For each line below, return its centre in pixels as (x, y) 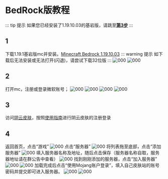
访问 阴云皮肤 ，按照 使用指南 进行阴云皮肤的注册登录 (58, 118)
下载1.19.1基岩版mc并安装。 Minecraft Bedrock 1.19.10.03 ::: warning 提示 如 (82, 54)
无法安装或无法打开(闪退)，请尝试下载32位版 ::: (63, 60)
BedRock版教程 (37, 10)
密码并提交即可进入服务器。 (34, 171)
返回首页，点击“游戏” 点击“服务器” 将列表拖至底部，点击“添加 (83, 146)
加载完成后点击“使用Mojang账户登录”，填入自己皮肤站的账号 (97, 165)
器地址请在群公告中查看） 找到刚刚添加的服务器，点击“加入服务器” (81, 159)
